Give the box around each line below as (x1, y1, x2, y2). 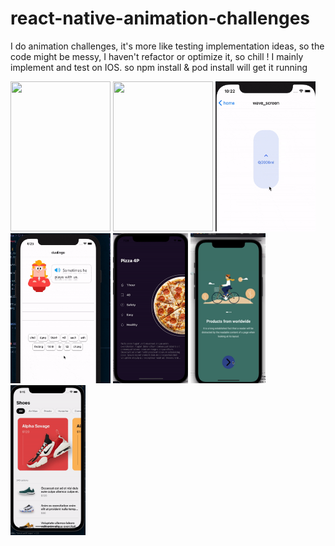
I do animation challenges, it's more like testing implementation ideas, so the (10, 40, 325, 52)
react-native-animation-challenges (10, 7, 311, 30)
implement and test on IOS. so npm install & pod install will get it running (10, 61, 308, 73)
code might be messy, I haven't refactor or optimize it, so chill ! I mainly (10, 50, 304, 62)
